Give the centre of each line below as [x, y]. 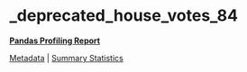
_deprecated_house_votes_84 [124, 16]
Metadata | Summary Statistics [66, 58]
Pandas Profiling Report [55, 40]
